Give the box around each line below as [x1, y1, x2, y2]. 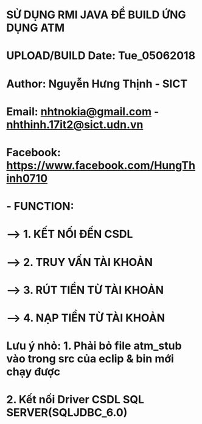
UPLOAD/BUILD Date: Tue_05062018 [6, 49, 196, 63]
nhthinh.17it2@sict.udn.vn [6, 118, 144, 131]
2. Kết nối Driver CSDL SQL [6, 393, 145, 407]
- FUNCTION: [6, 199, 74, 214]
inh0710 [6, 171, 48, 185]
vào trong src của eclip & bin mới [6, 352, 175, 366]
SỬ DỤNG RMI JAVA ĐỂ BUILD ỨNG [6, 8, 187, 22]
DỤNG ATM [6, 21, 65, 35]
